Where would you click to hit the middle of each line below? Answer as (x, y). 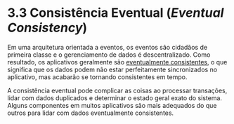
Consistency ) (47, 28)
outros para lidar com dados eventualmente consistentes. (91, 113)
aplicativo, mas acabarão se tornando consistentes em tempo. (97, 77)
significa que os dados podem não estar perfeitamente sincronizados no (112, 69)
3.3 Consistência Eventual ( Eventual (116, 13)
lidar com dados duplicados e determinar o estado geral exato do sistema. (115, 98)
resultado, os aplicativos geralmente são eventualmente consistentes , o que (117, 62)
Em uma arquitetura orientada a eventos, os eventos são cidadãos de (108, 47)
